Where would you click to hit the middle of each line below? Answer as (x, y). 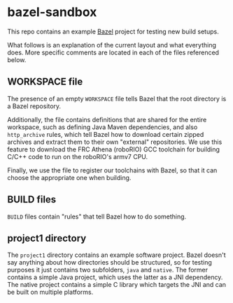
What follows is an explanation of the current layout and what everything (112, 45)
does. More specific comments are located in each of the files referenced (113, 52)
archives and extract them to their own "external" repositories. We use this (115, 142)
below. (17, 59)
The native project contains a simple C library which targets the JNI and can (116, 285)
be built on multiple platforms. (50, 292)
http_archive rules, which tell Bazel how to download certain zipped (106, 134)
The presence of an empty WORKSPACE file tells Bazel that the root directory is (117, 98)
